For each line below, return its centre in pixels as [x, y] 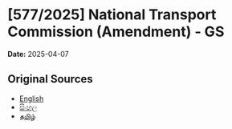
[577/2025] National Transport [112, 15]
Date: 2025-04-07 [38, 54]
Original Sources [50, 79]
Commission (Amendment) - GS [116, 32]
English [31, 99]
